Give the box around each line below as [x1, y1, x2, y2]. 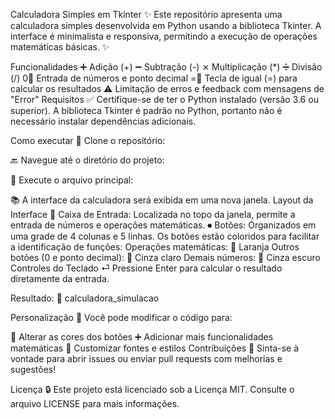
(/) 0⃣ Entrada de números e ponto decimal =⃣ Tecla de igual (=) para [10, 72, 298, 84]
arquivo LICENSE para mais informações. [10, 398, 180, 409]
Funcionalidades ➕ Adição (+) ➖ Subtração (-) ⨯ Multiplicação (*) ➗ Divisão [10, 61, 323, 73]
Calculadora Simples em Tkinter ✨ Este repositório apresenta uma [10, 9, 283, 20]
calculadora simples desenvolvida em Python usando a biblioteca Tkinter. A [10, 20, 322, 31]
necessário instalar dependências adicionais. [10, 115, 197, 127]
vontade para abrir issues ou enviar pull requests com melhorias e [10, 353, 283, 364]
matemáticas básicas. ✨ [10, 41, 110, 53]
